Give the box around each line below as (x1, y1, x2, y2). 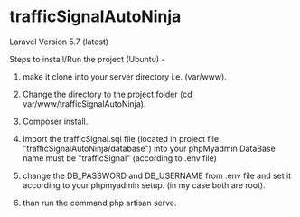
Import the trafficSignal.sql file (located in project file (22, 133, 220, 144)
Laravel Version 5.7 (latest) (9, 36, 109, 47)
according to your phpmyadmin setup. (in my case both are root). (22, 179, 266, 191)
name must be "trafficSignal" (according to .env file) (22, 152, 217, 164)
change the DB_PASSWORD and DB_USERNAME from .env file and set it (22, 170, 292, 181)
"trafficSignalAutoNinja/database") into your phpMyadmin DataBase (22, 143, 276, 154)
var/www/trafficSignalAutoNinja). (22, 98, 146, 109)
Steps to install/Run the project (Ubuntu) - (9, 53, 165, 64)
